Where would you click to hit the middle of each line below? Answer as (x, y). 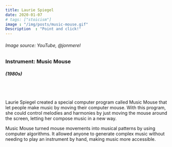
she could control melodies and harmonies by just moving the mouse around (87, 113)
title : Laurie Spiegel (30, 10)
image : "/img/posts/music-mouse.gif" (47, 24)
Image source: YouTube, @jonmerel (43, 45)
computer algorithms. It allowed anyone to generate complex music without (85, 134)
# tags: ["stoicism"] (28, 19)
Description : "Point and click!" (43, 29)
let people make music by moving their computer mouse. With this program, (85, 107)
